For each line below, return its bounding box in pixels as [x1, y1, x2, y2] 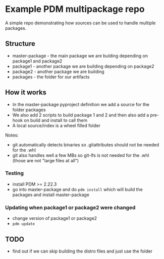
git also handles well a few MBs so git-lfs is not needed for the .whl [12, 152, 150, 158]
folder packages [12, 107, 46, 113]
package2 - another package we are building [12, 68, 105, 74]
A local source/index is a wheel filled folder [12, 123, 101, 129]
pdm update [12, 222, 35, 227]
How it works [5, 88, 47, 97]
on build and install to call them [24, 117, 88, 123]
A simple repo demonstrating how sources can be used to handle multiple [5, 20, 156, 26]
